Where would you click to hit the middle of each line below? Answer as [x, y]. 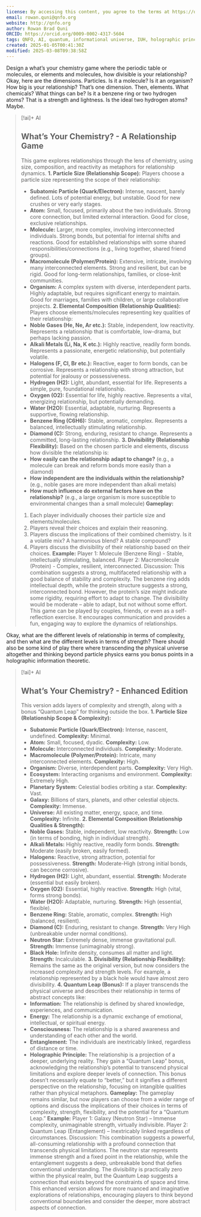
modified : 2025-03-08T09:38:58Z [46, 51]
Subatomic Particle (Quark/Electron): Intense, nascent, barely [107, 191]
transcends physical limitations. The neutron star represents [104, 1150]
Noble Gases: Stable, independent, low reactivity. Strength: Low [109, 832]
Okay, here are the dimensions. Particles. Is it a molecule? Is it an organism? [100, 80]
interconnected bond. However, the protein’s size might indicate [108, 591]
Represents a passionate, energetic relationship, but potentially [107, 350]
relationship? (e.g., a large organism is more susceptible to [103, 497]
